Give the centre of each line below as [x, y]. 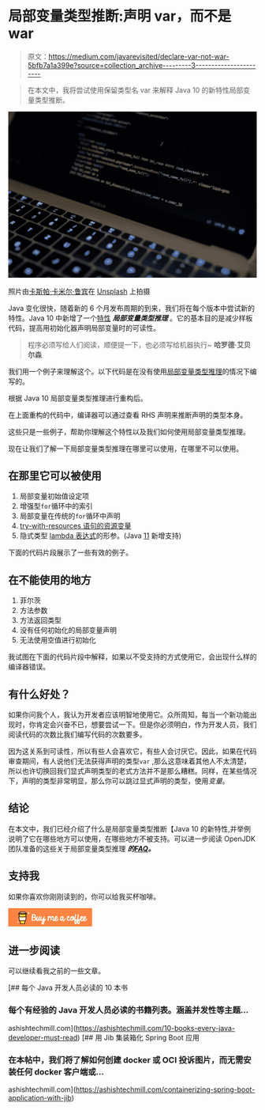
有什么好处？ [39, 694]
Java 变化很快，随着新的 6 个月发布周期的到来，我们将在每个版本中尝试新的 [131, 308]
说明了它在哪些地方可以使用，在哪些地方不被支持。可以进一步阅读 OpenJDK [132, 839]
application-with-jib [40, 1098]
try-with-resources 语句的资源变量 [75, 526]
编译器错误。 [29, 667]
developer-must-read [43, 1037]
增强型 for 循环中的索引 [56, 506]
